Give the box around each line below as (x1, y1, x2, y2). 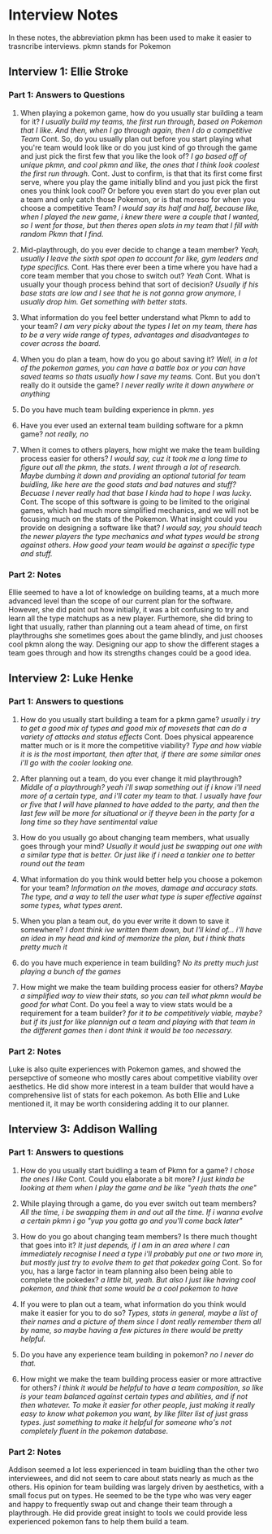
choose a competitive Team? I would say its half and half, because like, (19, 203, 260, 213)
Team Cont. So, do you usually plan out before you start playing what (19, 134, 253, 143)
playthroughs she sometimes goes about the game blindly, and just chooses (8, 630, 264, 640)
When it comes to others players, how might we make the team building (19, 445, 261, 454)
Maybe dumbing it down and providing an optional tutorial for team (19, 471, 246, 480)
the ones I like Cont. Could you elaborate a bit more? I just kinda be (19, 1174, 245, 1184)
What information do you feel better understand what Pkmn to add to (19, 312, 251, 322)
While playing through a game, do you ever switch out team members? (19, 1199, 257, 1208)
